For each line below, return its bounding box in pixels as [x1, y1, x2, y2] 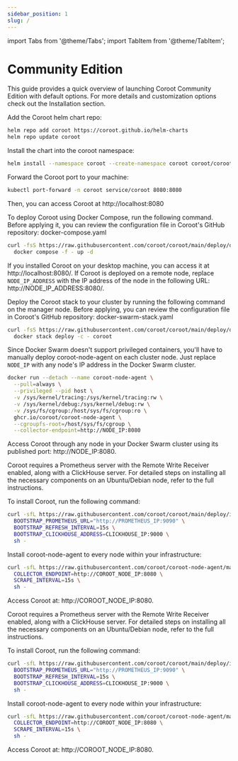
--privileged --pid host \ [13, 387, 93, 395]
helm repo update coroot [7, 134, 81, 141]
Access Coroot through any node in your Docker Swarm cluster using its [7, 440, 219, 448]
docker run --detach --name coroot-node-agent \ [7, 374, 154, 382]
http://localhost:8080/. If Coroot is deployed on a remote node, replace [7, 268, 215, 277]
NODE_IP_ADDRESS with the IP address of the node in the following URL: [7, 276, 210, 285]
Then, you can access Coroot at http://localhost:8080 [7, 199, 164, 207]
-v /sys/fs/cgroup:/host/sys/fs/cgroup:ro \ [13, 407, 147, 414]
